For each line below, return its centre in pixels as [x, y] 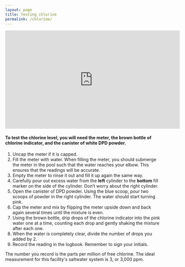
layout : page [19, 10]
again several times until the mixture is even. [58, 212]
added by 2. [25, 239]
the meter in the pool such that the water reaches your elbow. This [81, 165]
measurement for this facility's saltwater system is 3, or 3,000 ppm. [75, 259]
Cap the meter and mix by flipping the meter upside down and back [82, 207]
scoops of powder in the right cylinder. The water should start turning [84, 196]
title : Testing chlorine [31, 14]
